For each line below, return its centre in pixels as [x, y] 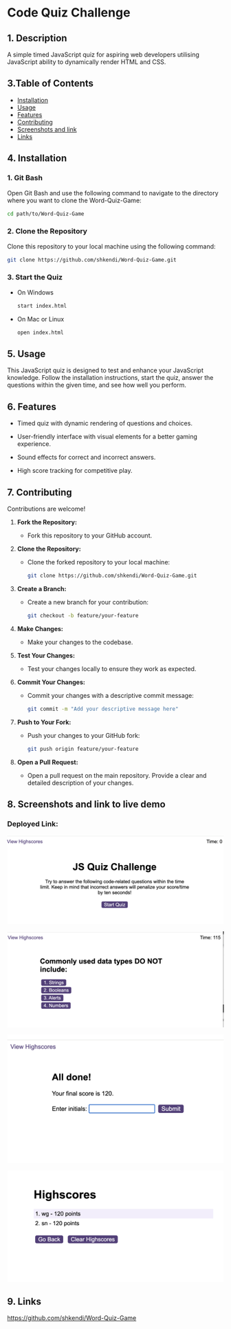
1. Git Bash [25, 178]
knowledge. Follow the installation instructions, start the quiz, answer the [110, 378]
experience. [34, 444]
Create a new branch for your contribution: [88, 602]
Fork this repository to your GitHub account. [90, 535]
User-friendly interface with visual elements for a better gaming [107, 437]
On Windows [35, 292]
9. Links [24, 1301]
